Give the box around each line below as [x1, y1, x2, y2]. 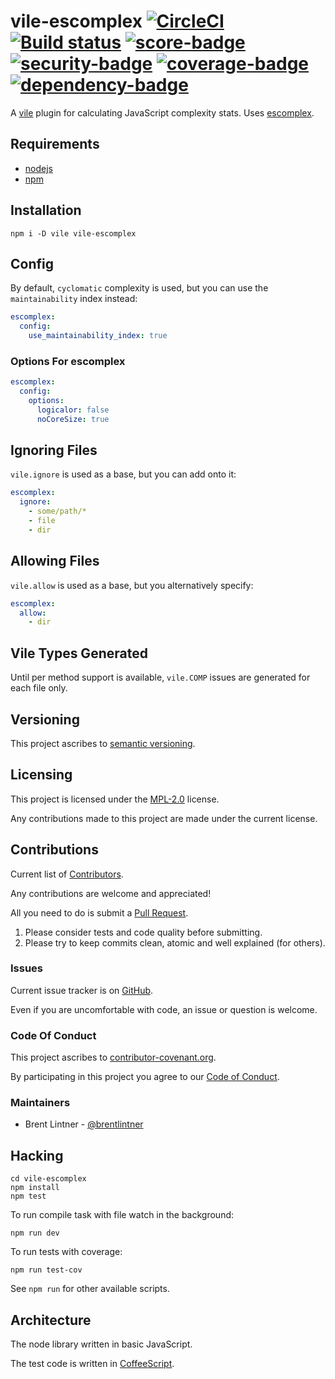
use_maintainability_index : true [28, 331, 168, 341]
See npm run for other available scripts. [10, 1283, 170, 1295]
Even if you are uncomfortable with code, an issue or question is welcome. [10, 1003, 318, 1015]
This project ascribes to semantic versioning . [10, 737, 196, 749]
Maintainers [10, 1096, 71, 1110]
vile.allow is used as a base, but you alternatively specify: [10, 579, 254, 591]
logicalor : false [36, 405, 110, 415]
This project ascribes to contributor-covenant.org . [10, 1051, 217, 1064]
